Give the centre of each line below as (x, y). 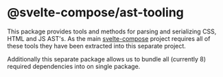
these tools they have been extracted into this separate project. (97, 46)
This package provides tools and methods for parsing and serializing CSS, (112, 31)
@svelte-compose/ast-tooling (95, 13)
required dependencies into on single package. (74, 66)
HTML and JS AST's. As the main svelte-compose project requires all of (109, 38)
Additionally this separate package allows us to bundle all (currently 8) (107, 59)
